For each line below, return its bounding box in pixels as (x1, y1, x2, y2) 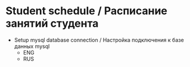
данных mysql (14, 43, 50, 50)
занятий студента (5, 17, 99, 30)
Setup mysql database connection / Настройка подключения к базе (14, 36, 184, 43)
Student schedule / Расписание (5, 4, 168, 18)
